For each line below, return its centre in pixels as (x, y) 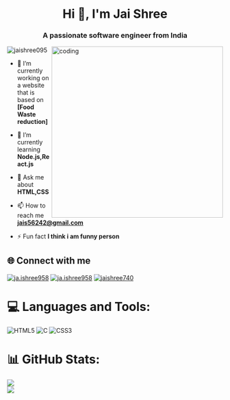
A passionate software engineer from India (115, 36)
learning (29, 149)
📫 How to (31, 205)
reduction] (32, 122)
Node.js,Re (33, 157)
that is (26, 92)
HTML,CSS (33, 192)
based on (30, 100)
